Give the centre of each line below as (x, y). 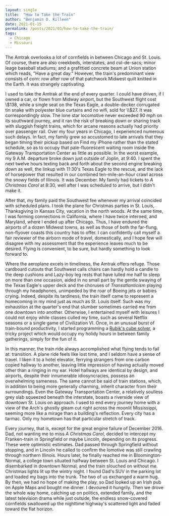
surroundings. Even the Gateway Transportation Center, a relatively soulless (84, 392)
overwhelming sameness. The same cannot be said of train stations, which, (84, 381)
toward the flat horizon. (30, 509)
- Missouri (21, 43)
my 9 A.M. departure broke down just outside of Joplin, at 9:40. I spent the (83, 158)
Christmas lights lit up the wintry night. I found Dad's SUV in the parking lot (83, 471)
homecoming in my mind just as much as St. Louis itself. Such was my (78, 301)
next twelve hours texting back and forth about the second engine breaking (84, 163)
